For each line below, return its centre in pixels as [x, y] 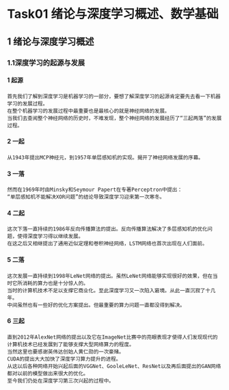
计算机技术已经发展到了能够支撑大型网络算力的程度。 [71, 344]
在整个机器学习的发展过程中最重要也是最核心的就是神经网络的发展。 [89, 111]
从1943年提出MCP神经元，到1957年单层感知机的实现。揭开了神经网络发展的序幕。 [105, 157]
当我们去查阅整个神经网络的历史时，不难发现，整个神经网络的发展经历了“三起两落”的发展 [114, 118]
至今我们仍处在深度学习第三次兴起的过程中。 [60, 380]
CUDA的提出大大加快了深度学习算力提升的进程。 [64, 359]
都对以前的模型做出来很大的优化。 [48, 374]
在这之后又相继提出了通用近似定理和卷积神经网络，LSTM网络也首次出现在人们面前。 [107, 244]
